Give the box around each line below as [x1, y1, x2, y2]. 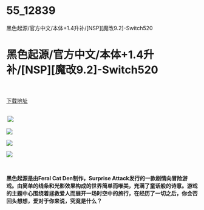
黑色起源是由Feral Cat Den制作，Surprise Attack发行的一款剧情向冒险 [6, 174, 183, 182]
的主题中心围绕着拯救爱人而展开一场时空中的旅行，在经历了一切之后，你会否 [6, 189, 198, 197]
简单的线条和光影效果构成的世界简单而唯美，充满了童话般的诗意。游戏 [22, 182, 198, 189]
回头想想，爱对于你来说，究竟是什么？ [6, 197, 102, 205]
